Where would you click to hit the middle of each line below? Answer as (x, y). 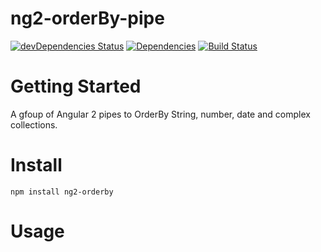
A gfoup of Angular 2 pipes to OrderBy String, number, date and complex (160, 114)
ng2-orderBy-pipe (87, 18)
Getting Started (76, 86)
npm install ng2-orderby (62, 192)
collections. (34, 124)
